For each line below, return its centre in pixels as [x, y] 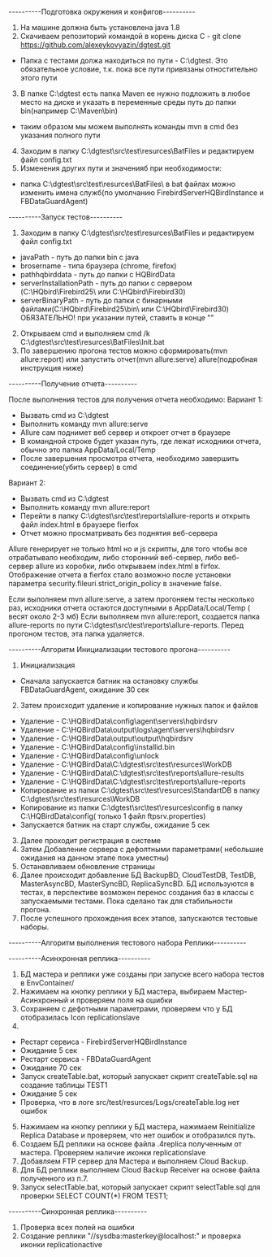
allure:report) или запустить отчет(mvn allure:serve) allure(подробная [139, 359]
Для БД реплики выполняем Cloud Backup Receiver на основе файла [140, 1170]
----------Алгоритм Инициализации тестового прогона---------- [120, 649]
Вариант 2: [27, 483]
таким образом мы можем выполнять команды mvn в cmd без [129, 126]
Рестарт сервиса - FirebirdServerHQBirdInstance [104, 1042]
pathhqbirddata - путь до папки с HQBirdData [98, 274]
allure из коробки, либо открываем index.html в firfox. [128, 566]
